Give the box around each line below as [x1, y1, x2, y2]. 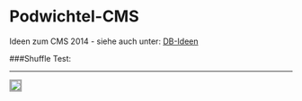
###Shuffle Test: [9, 53, 72, 63]
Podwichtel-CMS [9, 6, 139, 27]
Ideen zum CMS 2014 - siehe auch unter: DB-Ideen [9, 36, 200, 46]
